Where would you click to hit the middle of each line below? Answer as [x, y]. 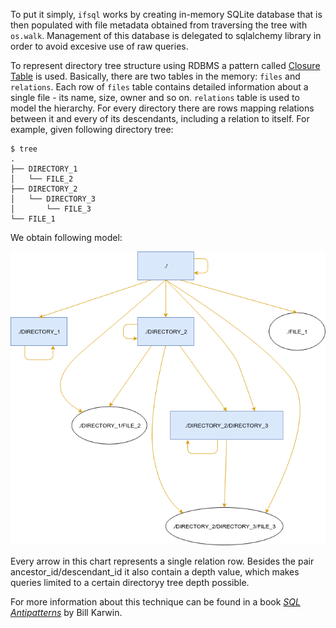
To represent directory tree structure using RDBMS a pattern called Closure [165, 65]
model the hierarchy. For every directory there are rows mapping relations [162, 108]
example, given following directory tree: [92, 129]
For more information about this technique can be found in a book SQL [155, 602]
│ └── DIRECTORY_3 [53, 199]
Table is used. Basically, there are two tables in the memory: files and [155, 76]
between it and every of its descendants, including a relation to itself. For [160, 118]
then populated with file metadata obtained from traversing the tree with [159, 25]
